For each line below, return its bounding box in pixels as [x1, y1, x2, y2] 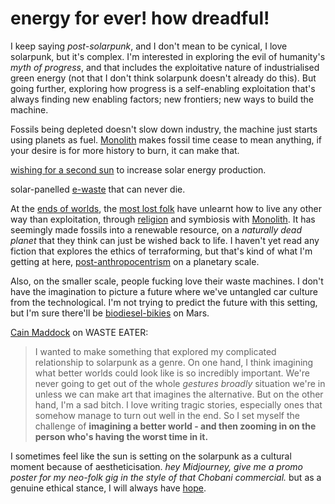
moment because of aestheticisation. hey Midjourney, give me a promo [10, 460, 303, 472]
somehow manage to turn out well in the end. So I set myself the [34, 409, 300, 421]
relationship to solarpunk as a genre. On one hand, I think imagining [34, 356, 314, 368]
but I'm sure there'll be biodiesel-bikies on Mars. [10, 307, 210, 319]
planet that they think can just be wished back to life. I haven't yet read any [10, 234, 320, 246]
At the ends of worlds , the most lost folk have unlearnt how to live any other [10, 202, 323, 214]
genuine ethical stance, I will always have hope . [10, 482, 207, 494]
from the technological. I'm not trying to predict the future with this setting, [10, 296, 318, 308]
